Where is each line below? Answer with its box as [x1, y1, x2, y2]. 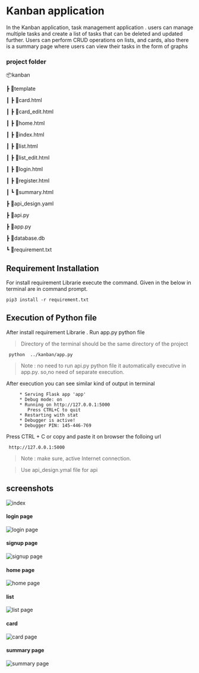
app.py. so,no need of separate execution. [20, 368, 125, 375]
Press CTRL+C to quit [27, 407, 81, 413]
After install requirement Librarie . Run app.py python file [6, 328, 145, 336]
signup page [6, 539, 38, 547]
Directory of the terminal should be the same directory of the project [20, 340, 188, 347]
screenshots [6, 484, 54, 494]
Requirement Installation [6, 263, 99, 274]
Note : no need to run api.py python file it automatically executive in [20, 362, 186, 369]
